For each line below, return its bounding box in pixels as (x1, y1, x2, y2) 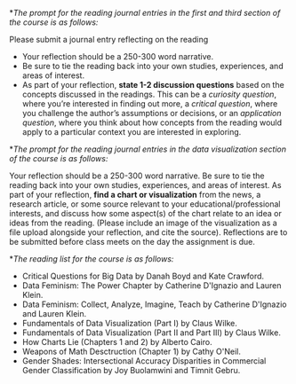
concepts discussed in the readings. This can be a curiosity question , (21, 89, 277, 99)
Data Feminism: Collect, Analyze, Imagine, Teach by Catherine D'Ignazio (21, 299, 287, 310)
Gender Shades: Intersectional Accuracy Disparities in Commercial (21, 356, 267, 366)
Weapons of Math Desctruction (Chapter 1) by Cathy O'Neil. (21, 346, 242, 357)
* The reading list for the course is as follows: (9, 254, 174, 264)
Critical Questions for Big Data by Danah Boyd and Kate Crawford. (21, 270, 265, 281)
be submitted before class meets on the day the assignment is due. (9, 237, 256, 247)
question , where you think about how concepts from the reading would (21, 117, 283, 128)
